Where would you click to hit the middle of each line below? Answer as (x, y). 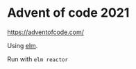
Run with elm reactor (37, 59)
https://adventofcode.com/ (46, 32)
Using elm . (23, 45)
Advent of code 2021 (68, 13)
